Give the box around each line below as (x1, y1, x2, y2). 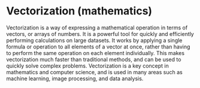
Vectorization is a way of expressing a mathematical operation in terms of (6, 24, 188, 31)
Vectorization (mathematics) (6, 4, 153, 18)
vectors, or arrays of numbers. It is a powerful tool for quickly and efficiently (6, 30, 195, 37)
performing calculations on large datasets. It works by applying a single (6, 37, 183, 44)
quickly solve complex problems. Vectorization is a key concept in (6, 62, 169, 69)
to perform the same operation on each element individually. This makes (6, 49, 184, 56)
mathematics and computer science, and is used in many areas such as (6, 68, 183, 75)
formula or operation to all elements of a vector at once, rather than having (6, 43, 190, 50)
